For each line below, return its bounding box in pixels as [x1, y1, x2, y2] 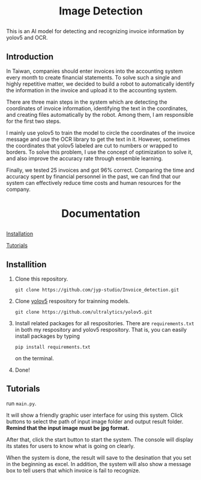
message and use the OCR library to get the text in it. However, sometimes [6, 136, 190, 143]
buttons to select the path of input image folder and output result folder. [6, 417, 184, 425]
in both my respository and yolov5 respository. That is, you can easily [14, 326, 187, 333]
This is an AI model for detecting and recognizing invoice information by [6, 28, 184, 35]
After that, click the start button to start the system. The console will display [6, 435, 194, 443]
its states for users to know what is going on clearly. [6, 442, 135, 449]
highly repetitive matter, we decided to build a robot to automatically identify [6, 80, 195, 87]
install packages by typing [14, 332, 80, 340]
